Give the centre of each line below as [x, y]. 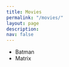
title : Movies [24, 12]
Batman [25, 52]
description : [23, 29]
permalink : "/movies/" [35, 18]
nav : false [20, 35]
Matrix [23, 58]
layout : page [23, 23]
